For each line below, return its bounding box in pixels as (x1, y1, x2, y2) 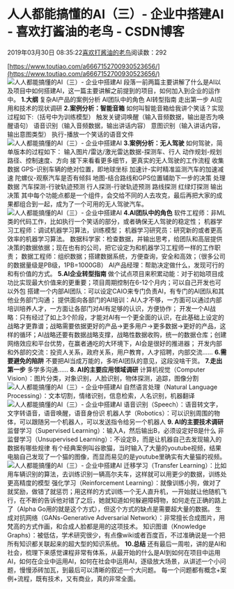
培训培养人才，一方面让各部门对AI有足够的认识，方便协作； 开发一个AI (7, 304, 210, 312)
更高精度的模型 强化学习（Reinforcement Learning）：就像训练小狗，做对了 (7, 478, 221, 487)
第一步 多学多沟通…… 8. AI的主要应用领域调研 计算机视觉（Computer (7, 365, 205, 374)
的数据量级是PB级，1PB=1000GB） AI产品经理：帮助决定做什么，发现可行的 (7, 261, 225, 269)
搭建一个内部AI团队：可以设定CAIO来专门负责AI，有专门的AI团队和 (26, 286, 219, 295)
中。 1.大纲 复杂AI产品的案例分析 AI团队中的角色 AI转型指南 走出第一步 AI (7, 95, 217, 103)
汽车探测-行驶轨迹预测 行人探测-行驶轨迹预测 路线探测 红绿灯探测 (20, 182, 209, 190)
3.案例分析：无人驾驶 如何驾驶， (123, 139, 217, 147)
